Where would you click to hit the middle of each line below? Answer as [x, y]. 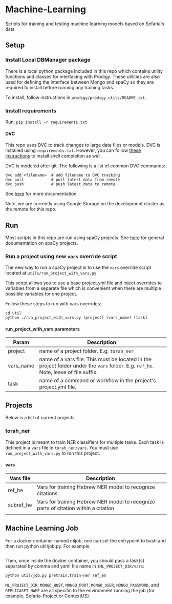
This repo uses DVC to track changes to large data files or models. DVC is [83, 145]
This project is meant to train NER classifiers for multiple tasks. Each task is [85, 442]
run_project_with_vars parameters [43, 329]
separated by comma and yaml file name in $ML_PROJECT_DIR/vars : [75, 566]
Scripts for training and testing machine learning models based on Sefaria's [85, 24]
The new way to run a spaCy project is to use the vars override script [78, 267]
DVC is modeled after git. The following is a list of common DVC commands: [85, 166]
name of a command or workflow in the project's [98, 381]
